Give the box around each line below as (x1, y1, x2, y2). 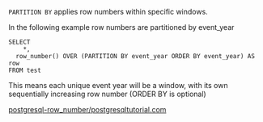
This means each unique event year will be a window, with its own (8, 81, 228, 90)
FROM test (8, 66, 42, 74)
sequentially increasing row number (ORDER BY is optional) (8, 89, 206, 99)
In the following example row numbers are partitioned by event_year (8, 23, 235, 32)
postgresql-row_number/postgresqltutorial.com (8, 105, 167, 114)
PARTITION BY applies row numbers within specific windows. (8, 7, 208, 16)
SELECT (8, 38, 31, 46)
